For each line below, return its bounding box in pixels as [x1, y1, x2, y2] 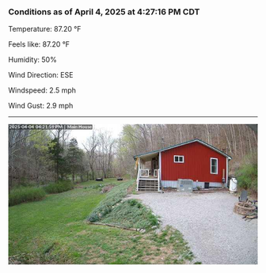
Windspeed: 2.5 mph [8, 85, 77, 95]
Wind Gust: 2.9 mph [8, 101, 74, 111]
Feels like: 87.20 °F [8, 40, 70, 49]
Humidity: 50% [8, 55, 57, 65]
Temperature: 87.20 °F [8, 25, 82, 34]
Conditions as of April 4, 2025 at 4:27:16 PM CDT [8, 6, 200, 17]
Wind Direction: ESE [8, 70, 74, 80]
